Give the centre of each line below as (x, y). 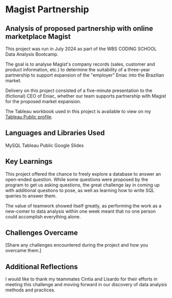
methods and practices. (30, 290)
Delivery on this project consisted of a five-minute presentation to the (79, 90)
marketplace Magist (38, 36)
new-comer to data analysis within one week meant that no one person (81, 211)
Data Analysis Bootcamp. (32, 54)
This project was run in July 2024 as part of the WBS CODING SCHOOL (81, 49)
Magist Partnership (47, 10)
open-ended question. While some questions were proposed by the (77, 179)
